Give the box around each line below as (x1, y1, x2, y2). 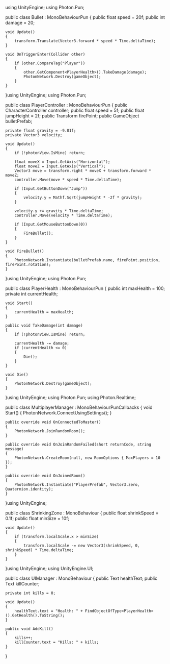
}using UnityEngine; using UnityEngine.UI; (5, 565, 94, 571)
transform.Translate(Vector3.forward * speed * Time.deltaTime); (14, 38, 156, 43)
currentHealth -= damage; (14, 341, 70, 346)
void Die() (5, 372, 29, 377)
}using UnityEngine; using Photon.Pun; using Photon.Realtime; (5, 395, 136, 400)
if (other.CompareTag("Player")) (14, 61, 86, 66)
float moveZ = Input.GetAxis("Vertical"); (14, 164, 106, 169)
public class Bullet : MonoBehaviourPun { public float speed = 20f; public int (5, 14, 165, 20)
